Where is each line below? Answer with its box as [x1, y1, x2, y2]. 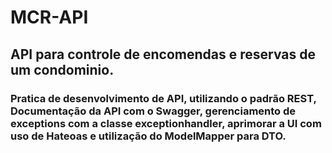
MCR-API [10, 6, 89, 29]
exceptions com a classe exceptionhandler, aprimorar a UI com [10, 116, 322, 130]
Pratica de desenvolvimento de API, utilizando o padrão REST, [10, 91, 317, 105]
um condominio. [10, 61, 115, 78]
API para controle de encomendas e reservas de [10, 46, 317, 63]
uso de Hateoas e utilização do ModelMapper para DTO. [10, 129, 287, 143]
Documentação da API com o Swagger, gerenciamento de [10, 104, 297, 118]
